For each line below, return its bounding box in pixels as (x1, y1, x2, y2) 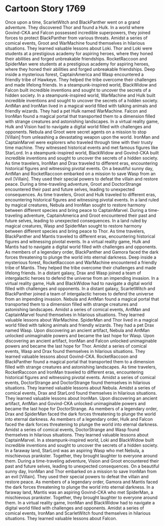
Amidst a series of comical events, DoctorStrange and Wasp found (5, 426, 140, 433)
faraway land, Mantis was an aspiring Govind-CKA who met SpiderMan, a (5, 489, 153, 495)
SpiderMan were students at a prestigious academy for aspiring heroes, (5, 61, 150, 67)
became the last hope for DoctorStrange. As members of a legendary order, (5, 406, 158, 411)
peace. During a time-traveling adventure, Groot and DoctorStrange (5, 181, 141, 187)
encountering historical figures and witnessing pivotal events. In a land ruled (5, 197, 159, 203)
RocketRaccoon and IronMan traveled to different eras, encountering (5, 369, 143, 375)
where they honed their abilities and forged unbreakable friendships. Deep (5, 66, 155, 72)
